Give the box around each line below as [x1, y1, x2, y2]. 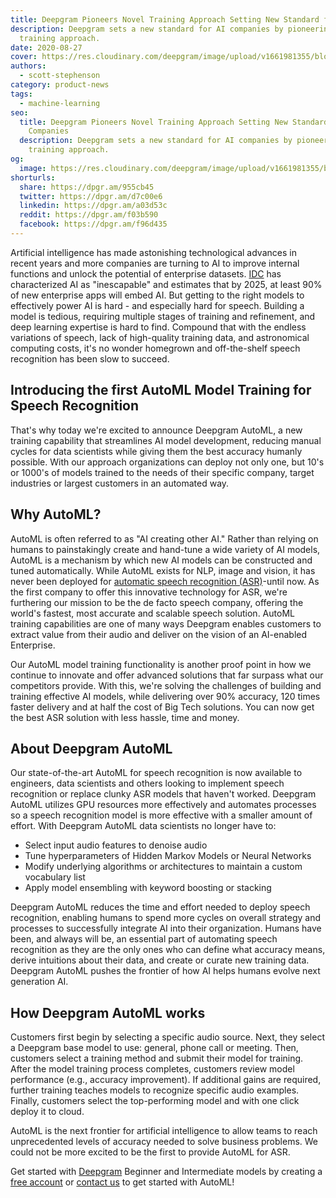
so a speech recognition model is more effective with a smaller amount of [10, 809, 313, 821]
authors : [10, 61, 47, 71]
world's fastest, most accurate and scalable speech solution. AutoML [10, 607, 295, 619]
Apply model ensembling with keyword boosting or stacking [24, 882, 272, 894]
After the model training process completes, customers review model [10, 1063, 295, 1075]
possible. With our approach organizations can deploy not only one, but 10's [10, 456, 325, 468]
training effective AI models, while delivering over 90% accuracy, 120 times [10, 690, 321, 702]
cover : [10, 52, 38, 62]
